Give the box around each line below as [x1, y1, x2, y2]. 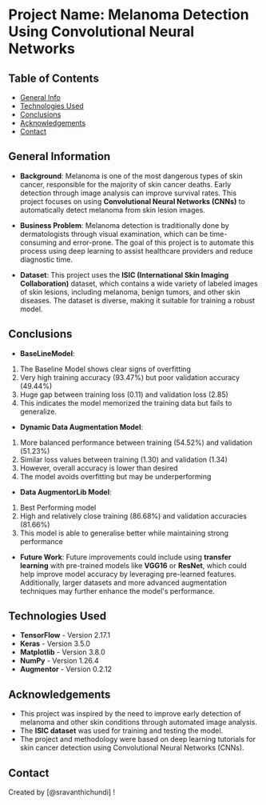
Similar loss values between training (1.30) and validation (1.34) [19, 455, 228, 464]
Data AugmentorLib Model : [19, 487, 112, 497]
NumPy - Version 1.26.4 [19, 656, 100, 666]
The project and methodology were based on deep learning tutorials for [19, 735, 256, 744]
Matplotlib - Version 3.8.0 [19, 647, 105, 657]
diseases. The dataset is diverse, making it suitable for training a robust [19, 295, 256, 305]
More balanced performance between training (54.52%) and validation [19, 438, 253, 447]
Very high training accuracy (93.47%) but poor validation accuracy [19, 372, 240, 382]
